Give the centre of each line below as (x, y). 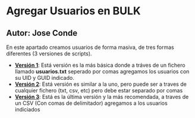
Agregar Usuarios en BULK (73, 11)
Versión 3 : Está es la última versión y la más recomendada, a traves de (102, 97)
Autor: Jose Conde (42, 33)
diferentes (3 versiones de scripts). (49, 54)
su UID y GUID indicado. (44, 78)
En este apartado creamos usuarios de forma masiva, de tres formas (90, 47)
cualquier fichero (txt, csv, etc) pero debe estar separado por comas (99, 90)
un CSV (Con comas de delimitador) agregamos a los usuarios (91, 103)
